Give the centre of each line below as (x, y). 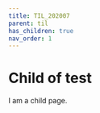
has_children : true (41, 31)
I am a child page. (38, 101)
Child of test (50, 78)
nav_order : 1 (30, 38)
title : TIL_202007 (39, 16)
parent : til (28, 23)
